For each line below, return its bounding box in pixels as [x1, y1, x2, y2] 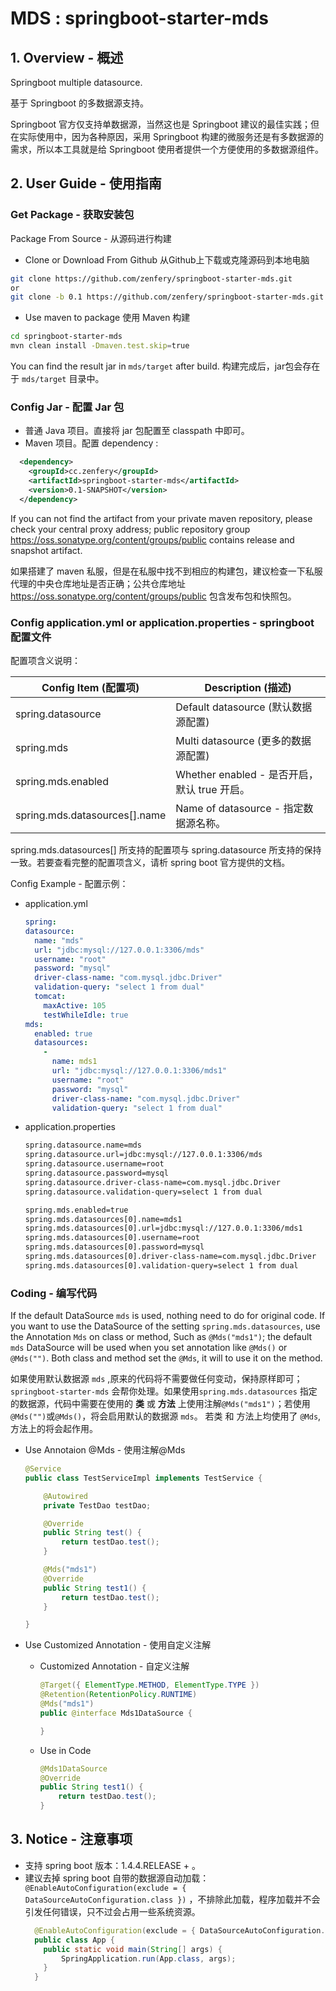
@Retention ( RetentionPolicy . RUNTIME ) [39, 1690, 198, 1700]
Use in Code [39, 1744, 92, 1756]
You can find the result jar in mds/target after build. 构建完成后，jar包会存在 [10, 360, 321, 372]
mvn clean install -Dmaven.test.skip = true [10, 341, 190, 351]
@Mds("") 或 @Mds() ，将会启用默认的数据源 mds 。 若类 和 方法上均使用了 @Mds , [10, 1410, 322, 1422]
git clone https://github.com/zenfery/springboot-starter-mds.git [10, 273, 293, 284]
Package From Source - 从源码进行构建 [10, 232, 172, 244]
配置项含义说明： [10, 655, 81, 667]
